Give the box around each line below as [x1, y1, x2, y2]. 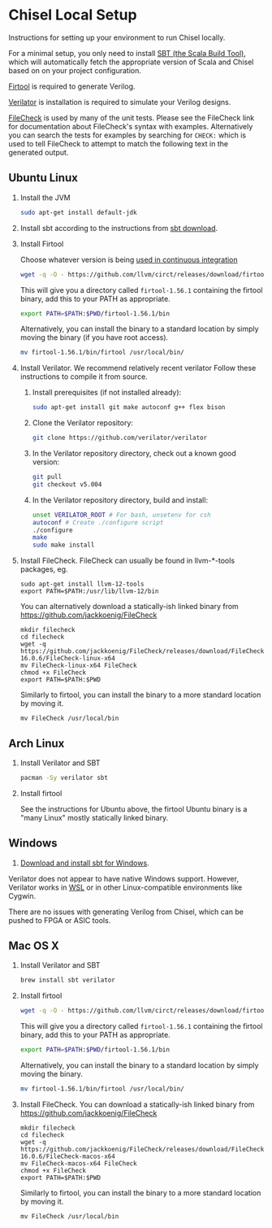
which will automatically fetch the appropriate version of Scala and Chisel [8, 57, 254, 67]
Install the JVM [19, 193, 71, 202]
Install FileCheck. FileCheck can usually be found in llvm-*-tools [19, 555, 235, 566]
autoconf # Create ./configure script [32, 518, 164, 526]
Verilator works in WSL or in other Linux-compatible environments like [8, 882, 243, 892]
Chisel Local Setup [8, 6, 137, 24]
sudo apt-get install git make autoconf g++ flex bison [32, 403, 226, 412]
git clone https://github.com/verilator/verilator [32, 433, 208, 442]
